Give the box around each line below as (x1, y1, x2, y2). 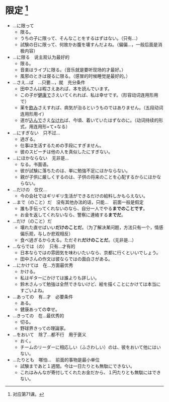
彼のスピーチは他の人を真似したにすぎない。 (20, 149, 113, 155)
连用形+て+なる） (33, 124, 70, 130)
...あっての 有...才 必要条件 (12, 294, 73, 300)
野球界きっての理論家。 (20, 325, 69, 331)
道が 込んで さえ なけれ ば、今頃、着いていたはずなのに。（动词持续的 (20, 117, 159, 124)
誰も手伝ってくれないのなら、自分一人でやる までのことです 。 (20, 205, 148, 212)
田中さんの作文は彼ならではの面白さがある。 (20, 256, 113, 262)
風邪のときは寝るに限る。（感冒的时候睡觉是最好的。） (20, 73, 131, 79)
